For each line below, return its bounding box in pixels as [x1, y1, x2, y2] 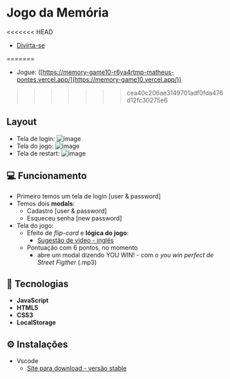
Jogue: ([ [16, 68, 43, 76]
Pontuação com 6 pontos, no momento [26, 243, 138, 252]
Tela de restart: [16, 149, 60, 157]
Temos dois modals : [16, 199, 75, 207]
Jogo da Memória [6, 5, 109, 21]
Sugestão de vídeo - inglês [37, 236, 115, 244]
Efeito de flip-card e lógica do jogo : [26, 228, 129, 237]
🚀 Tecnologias [6, 278, 69, 290]
